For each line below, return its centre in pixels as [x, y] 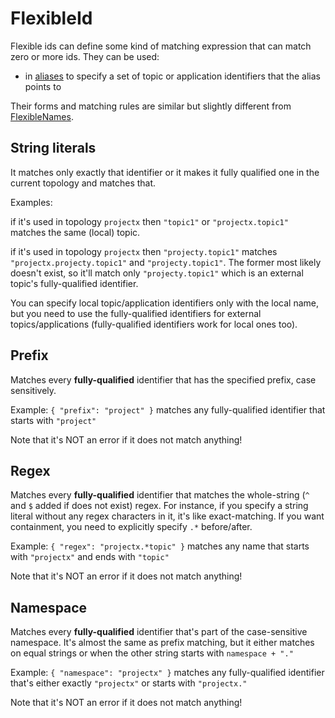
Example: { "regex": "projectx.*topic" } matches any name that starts [160, 546]
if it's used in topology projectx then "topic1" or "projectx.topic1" [149, 221]
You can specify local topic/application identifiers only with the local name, [164, 303]
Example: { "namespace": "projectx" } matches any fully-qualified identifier [167, 673]
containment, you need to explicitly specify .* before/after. [131, 527]
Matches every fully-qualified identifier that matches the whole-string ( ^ [160, 495]
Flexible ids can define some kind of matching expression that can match [161, 46]
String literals [53, 148]
